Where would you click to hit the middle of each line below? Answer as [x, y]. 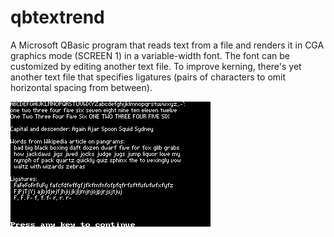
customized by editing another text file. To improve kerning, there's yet [156, 66]
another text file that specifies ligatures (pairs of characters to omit [148, 77]
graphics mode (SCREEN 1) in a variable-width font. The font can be [150, 55]
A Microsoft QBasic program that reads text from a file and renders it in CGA [167, 45]
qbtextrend [57, 17]
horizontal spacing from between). [81, 87]
